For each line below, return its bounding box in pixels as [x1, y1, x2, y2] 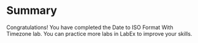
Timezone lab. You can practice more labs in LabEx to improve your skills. [6, 30, 192, 37]
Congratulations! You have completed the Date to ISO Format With [6, 24, 173, 31]
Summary [6, 4, 57, 18]
